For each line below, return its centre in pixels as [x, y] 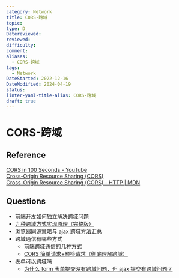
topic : [14, 23]
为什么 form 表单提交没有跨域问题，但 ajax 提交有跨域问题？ [98, 269]
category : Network [29, 12]
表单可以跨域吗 [33, 261]
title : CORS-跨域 [27, 17]
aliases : [17, 56]
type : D [16, 29]
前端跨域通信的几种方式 [53, 246]
